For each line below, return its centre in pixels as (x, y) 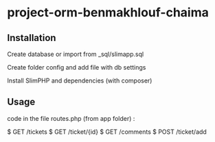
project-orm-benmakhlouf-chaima (108, 13)
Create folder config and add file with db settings (77, 67)
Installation (32, 38)
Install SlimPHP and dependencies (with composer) (80, 81)
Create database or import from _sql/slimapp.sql (76, 54)
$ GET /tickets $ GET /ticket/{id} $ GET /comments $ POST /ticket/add (107, 132)
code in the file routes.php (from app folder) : (71, 118)
